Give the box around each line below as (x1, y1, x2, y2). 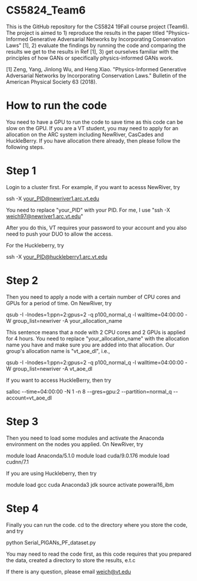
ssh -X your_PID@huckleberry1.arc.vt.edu (6, 253, 108, 260)
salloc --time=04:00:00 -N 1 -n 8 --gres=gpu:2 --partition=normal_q (6, 388, 172, 395)
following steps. (6, 143, 45, 150)
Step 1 (6, 164, 36, 177)
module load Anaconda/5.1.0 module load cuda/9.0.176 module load (6, 452, 169, 459)
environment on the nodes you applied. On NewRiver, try (6, 440, 143, 448)
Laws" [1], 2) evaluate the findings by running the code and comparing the (6, 42, 186, 49)
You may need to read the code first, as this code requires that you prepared (6, 550, 192, 557)
